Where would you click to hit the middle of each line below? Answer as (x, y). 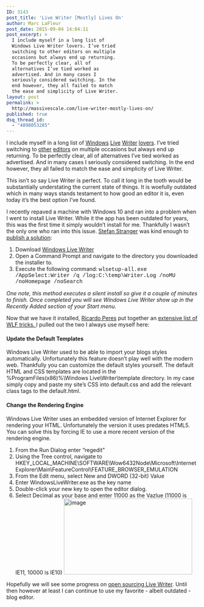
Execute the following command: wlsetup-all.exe (81, 269)
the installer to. (34, 262)
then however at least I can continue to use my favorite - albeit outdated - (99, 591)
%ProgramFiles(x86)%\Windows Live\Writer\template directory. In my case (100, 378)
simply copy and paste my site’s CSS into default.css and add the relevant (99, 384)
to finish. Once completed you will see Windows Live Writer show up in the (100, 300)
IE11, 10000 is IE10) (39, 572)
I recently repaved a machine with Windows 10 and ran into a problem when (101, 212)
